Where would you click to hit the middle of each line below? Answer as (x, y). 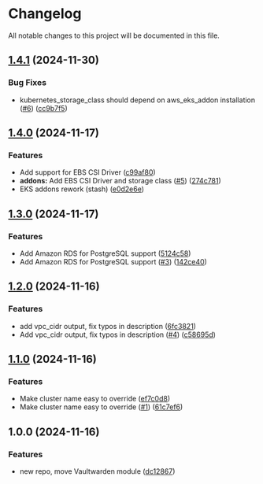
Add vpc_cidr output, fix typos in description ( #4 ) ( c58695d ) (118, 334)
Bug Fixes (28, 83)
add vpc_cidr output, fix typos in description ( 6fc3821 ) (108, 326)
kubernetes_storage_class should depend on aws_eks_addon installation (137, 100)
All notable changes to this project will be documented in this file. (114, 35)
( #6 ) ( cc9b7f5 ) (44, 108)
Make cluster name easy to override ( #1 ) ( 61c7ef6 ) (101, 407)
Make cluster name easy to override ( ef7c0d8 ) (95, 399)
